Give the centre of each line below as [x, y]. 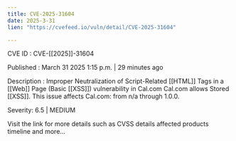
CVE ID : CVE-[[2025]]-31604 [51, 53]
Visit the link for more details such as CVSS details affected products [108, 124]
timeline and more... [37, 132]
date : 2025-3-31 [31, 21]
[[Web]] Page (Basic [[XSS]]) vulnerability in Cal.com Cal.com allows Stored [118, 89]
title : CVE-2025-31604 [41, 14]
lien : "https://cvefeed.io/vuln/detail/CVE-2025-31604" [92, 27]
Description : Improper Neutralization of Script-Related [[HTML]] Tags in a [116, 81]
